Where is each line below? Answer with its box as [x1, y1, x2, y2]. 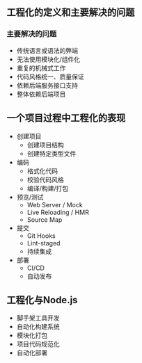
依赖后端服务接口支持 [16, 81, 78, 89]
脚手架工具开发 [16, 314, 60, 322]
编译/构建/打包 [26, 184, 69, 193]
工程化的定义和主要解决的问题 [6, 6, 135, 19]
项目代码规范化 [16, 340, 60, 348]
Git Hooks [26, 232, 56, 240]
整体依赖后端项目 [16, 90, 66, 98]
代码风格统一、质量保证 [16, 72, 84, 81]
